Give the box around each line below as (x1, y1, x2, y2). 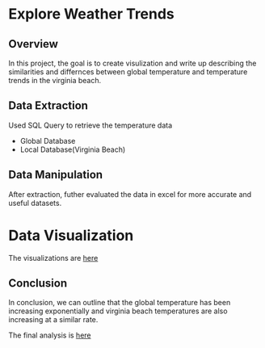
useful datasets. (8, 198, 62, 208)
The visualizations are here (8, 253, 99, 262)
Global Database (19, 136, 76, 145)
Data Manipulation (8, 168, 103, 182)
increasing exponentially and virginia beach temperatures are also (8, 306, 228, 316)
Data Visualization (8, 226, 134, 245)
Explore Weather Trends (8, 5, 175, 23)
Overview (8, 37, 59, 51)
